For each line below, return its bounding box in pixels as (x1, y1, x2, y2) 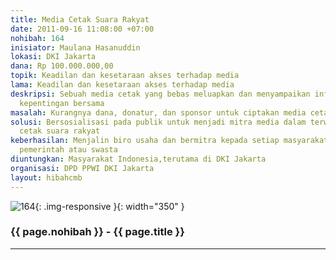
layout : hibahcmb (10, 172, 83, 183)
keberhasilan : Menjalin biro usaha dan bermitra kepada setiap (10, 136, 280, 146)
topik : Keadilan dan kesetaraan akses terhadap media (10, 71, 240, 81)
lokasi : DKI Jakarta (10, 52, 97, 62)
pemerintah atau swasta (19, 145, 118, 155)
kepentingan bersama (19, 98, 105, 108)
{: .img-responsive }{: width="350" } (34, 200, 185, 212)
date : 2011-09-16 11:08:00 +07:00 (10, 24, 155, 34)
